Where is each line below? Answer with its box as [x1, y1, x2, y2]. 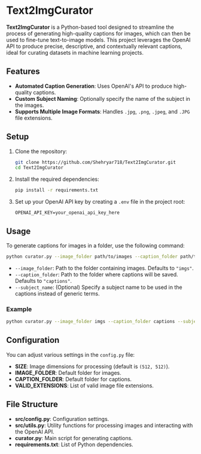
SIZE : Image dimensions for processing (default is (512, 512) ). [14, 363, 170, 370]
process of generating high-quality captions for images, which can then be [6, 29, 191, 37]
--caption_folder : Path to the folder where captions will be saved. [14, 271, 178, 278]
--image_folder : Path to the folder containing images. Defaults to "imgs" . [14, 264, 194, 271]
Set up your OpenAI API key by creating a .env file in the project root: [14, 198, 185, 205]
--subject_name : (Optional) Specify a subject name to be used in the [14, 283, 182, 291]
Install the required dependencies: [14, 175, 100, 183]
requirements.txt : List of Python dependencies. [14, 441, 133, 448]
